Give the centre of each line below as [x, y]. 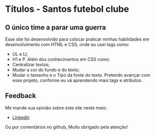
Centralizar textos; [31, 65]
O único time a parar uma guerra [56, 27]
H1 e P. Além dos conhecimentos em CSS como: [61, 59]
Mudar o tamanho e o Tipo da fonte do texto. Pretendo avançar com [81, 75]
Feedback [21, 96]
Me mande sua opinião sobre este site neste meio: [56, 108]
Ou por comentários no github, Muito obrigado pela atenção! [66, 127]
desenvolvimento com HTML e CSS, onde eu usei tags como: [67, 45]
